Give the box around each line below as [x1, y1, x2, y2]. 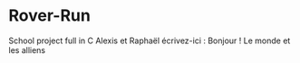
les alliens [8, 44, 46, 55]
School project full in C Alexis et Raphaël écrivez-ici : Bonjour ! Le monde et [8, 35, 291, 46]
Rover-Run [8, 5, 92, 26]
